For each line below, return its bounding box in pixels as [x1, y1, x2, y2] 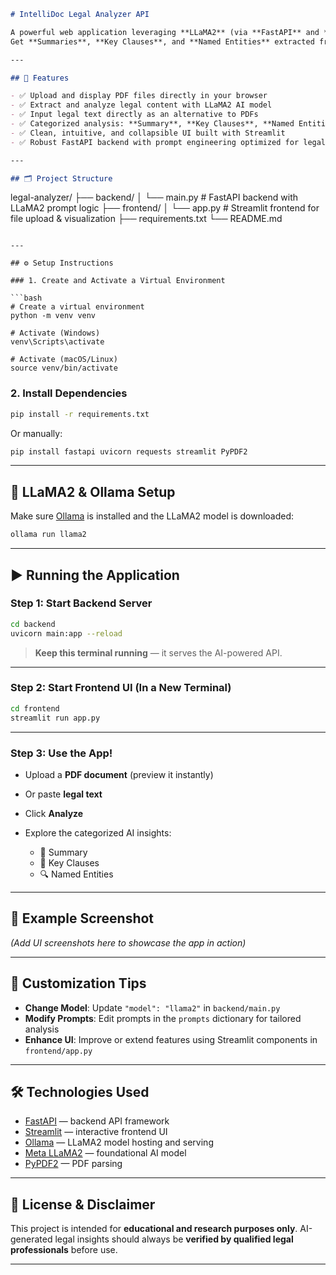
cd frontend [10, 703, 60, 714]
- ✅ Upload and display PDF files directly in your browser [10, 91, 268, 101]
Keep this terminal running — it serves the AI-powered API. [34, 646, 283, 659]
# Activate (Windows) [10, 328, 101, 339]
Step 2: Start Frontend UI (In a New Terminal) [10, 681, 232, 695]
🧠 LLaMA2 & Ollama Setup [10, 483, 176, 500]
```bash [10, 293, 43, 304]
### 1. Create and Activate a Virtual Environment [10, 276, 226, 286]
